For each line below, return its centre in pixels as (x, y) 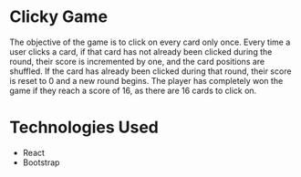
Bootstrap (41, 162)
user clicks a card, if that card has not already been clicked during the (141, 51)
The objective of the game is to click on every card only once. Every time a (150, 42)
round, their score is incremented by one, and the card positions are (137, 61)
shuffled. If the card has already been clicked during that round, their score (150, 71)
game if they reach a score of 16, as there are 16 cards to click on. (133, 90)
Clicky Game (58, 17)
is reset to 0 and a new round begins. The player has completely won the (146, 80)
